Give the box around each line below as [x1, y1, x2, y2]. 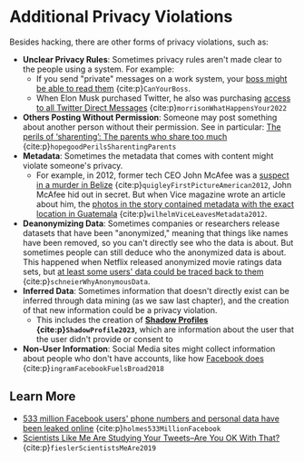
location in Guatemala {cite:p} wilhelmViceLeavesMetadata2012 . [35, 208, 268, 219]
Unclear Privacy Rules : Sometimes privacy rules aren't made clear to [22, 54, 282, 64]
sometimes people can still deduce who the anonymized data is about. [22, 247, 287, 258]
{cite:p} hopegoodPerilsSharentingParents [22, 141, 177, 152]
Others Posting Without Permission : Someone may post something [22, 112, 278, 123]
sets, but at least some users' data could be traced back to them [22, 266, 264, 277]
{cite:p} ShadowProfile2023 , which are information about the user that [35, 324, 295, 335]
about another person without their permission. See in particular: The [22, 121, 281, 133]
